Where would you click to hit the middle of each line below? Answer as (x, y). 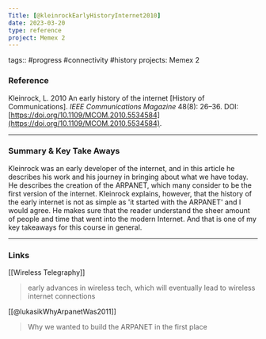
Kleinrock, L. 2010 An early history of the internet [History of (106, 98)
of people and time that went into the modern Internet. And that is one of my (133, 219)
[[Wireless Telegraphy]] (47, 272)
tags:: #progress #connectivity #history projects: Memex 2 (104, 60)
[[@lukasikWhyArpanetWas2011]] (63, 312)
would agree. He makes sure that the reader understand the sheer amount (129, 210)
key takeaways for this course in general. (75, 227)
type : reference (35, 30)
